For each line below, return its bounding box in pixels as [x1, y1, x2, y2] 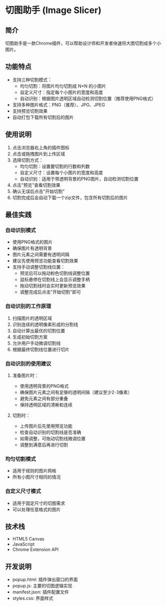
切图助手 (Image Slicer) [5, 4, 102, 16]
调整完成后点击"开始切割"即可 [19, 289, 81, 295]
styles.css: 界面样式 [12, 595, 53, 601]
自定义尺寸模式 [5, 488, 41, 495]
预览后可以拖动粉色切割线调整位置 [19, 270, 90, 276]
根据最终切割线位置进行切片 [12, 346, 70, 352]
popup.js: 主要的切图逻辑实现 [12, 583, 72, 589]
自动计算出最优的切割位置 [12, 327, 65, 333]
